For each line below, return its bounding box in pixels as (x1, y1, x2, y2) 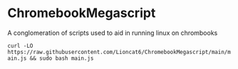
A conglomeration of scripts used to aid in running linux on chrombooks (7, 28, 218, 37)
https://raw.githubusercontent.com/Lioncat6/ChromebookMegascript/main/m (7, 48, 232, 55)
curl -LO (7, 42, 33, 49)
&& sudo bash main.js (29, 55, 94, 62)
